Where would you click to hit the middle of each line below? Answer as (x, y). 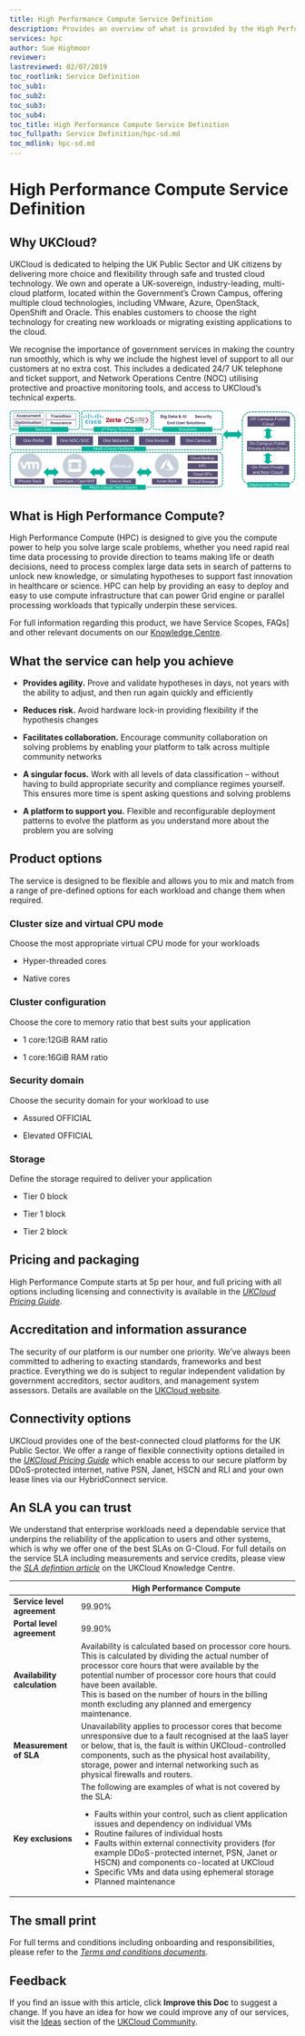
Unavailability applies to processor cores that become (182, 1726)
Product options (56, 859)
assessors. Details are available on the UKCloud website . (116, 1390)
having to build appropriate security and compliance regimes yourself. (153, 784)
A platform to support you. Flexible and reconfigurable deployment (149, 811)
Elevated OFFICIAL (58, 1136)
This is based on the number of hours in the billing (174, 1694)
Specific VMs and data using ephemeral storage (184, 1872)
